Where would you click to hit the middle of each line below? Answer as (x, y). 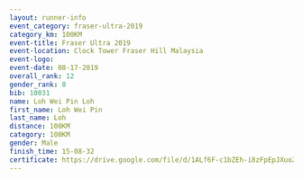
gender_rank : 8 (38, 85)
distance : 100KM (40, 127)
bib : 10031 (30, 93)
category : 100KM (40, 135)
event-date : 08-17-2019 (54, 68)
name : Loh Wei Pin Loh (52, 101)
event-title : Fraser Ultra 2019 (70, 43)
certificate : (34, 160)
